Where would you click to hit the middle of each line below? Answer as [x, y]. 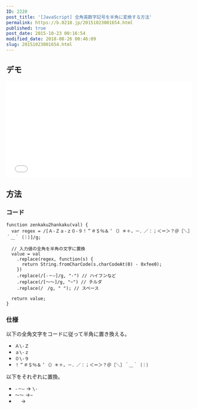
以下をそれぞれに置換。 [35, 377]
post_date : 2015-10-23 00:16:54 [46, 34]
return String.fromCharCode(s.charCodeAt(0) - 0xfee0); [92, 264]
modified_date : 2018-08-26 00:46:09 [51, 39]
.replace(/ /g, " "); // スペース [58, 289]
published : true [26, 28]
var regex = [26, 231]
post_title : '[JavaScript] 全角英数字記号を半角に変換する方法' [79, 17]
